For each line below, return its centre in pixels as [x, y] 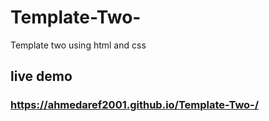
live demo [41, 76]
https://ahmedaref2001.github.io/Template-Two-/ [135, 105]
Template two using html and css [78, 45]
